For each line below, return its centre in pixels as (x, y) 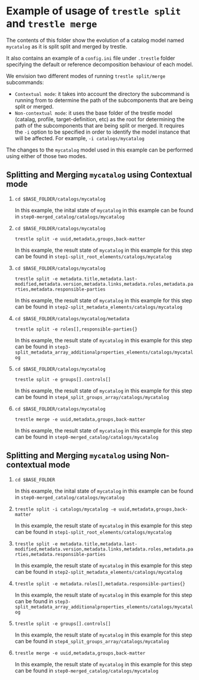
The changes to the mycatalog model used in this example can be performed (99, 150)
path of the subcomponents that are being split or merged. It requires (99, 125)
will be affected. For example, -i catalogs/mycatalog (79, 138)
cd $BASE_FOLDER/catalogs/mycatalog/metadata (72, 319)
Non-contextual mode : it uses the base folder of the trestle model (93, 113)
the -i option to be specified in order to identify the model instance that (102, 132)
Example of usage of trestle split (94, 11)
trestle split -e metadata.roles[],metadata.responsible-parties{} (100, 584)
